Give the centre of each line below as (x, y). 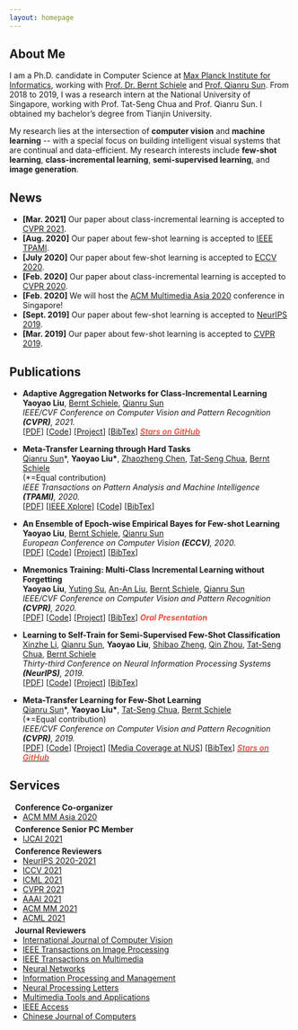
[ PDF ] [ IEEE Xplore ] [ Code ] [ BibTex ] (88, 506)
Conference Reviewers (58, 851)
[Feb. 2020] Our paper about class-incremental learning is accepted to (154, 277)
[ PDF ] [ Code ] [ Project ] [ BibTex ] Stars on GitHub (111, 431)
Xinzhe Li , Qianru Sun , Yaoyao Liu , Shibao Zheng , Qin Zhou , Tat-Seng (151, 644)
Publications (45, 372)
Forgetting (42, 580)
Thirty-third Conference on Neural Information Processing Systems (147, 664)
